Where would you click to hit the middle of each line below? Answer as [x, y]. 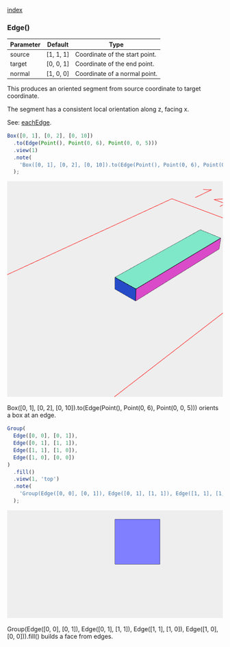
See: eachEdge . [29, 123]
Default [58, 45]
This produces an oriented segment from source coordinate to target [104, 89]
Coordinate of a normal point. [116, 73]
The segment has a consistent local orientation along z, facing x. [98, 110]
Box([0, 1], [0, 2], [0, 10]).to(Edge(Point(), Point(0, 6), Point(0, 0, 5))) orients [113, 408]
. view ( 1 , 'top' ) [36, 479]
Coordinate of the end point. [115, 64]
